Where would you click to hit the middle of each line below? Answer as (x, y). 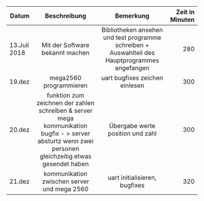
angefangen (132, 68)
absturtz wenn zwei (66, 141)
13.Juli (19, 45)
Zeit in (185, 12)
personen (66, 149)
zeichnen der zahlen (66, 103)
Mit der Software (66, 45)
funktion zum (66, 95)
